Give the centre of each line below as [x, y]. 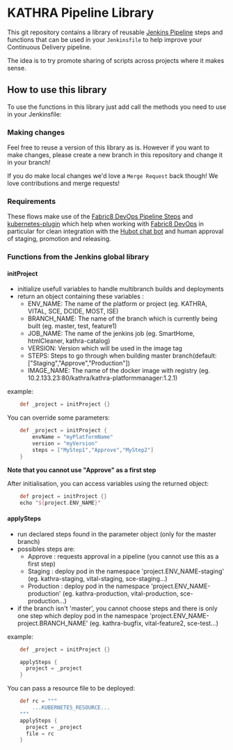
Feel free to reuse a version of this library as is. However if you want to [109, 147]
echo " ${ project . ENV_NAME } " [60, 503]
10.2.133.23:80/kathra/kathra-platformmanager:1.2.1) [103, 378]
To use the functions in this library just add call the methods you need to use [117, 107]
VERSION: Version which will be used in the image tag [105, 348]
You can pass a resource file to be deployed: [71, 689]
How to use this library [57, 90]
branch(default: [195, 356]
